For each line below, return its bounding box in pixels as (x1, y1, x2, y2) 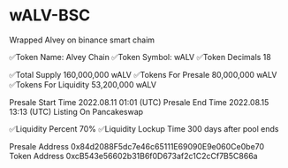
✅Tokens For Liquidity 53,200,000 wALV (9, 79, 157, 89)
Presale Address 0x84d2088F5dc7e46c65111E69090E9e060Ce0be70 (9, 141, 265, 151)
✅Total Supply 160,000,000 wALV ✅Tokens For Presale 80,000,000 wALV (9, 69, 277, 80)
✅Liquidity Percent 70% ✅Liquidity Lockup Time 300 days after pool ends (9, 123, 279, 134)
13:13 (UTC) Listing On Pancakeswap (9, 106, 144, 117)
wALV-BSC (9, 5, 91, 26)
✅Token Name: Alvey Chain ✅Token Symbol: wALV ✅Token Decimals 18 (9, 51, 271, 62)
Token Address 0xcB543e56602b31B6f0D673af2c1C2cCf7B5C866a (9, 150, 258, 161)
